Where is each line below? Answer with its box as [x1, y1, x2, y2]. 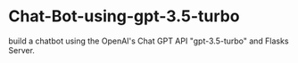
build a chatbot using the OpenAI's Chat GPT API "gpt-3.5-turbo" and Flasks [8, 35, 289, 46]
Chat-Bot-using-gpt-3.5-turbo [8, 6, 240, 27]
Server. [8, 44, 35, 55]
